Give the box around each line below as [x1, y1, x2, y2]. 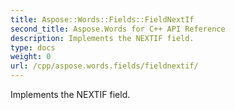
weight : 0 [10, 52, 52, 62]
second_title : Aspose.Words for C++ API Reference [10, 24, 226, 34]
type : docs [10, 42, 56, 53]
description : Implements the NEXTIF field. [10, 33, 195, 43]
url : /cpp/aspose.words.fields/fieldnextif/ [10, 61, 199, 71]
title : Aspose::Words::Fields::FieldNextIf [10, 14, 195, 25]
